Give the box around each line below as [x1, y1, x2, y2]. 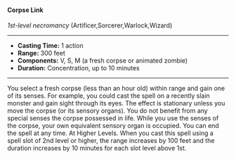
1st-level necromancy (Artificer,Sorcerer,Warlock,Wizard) [7, 21, 173, 30]
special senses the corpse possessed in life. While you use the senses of [7, 114, 219, 122]
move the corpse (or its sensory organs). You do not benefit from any [7, 106, 209, 115]
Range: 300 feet [17, 49, 65, 58]
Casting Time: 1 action [17, 42, 84, 50]
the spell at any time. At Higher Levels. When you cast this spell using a [7, 129, 214, 137]
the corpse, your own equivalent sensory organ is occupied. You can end [7, 122, 219, 130]
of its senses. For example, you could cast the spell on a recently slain [7, 91, 211, 100]
